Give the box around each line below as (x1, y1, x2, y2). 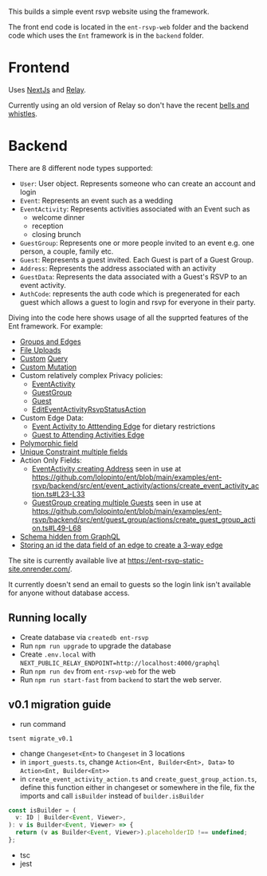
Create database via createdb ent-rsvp (19, 632, 149, 641)
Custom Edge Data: (19, 412, 84, 422)
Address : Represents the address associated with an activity (19, 263, 217, 273)
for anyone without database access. (8, 588, 130, 598)
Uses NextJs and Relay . (8, 85, 86, 94)
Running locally (8, 611, 88, 625)
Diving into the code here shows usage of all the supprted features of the (8, 313, 249, 322)
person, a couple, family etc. (19, 247, 114, 256)
